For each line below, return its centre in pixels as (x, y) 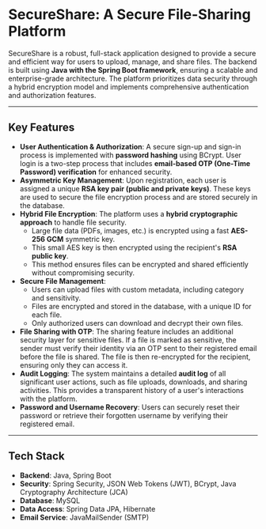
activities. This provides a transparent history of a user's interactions (131, 390)
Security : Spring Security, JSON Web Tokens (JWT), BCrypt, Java (128, 483)
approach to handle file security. (73, 222)
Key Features (42, 128)
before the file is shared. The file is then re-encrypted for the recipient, (135, 357)
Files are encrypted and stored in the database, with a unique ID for (141, 306)
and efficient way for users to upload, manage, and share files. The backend (133, 62)
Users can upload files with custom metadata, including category (138, 289)
